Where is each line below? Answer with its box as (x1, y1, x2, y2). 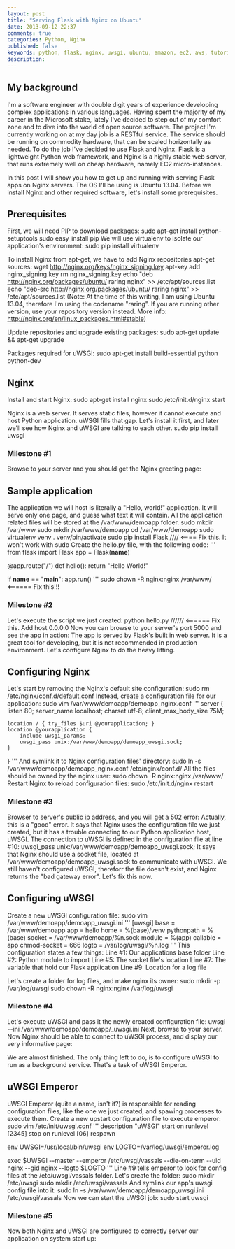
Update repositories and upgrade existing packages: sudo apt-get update (7, 328, 220, 336)
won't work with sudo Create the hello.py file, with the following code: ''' (7, 541, 216, 549)
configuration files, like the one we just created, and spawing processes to (7, 1106, 222, 1115)
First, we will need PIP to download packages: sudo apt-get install (7, 227, 197, 235)
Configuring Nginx (7, 666, 90, 678)
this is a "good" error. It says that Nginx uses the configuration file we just (7, 820, 220, 829)
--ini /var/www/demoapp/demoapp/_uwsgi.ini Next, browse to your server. (7, 1025, 223, 1033)
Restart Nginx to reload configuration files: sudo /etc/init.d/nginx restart (7, 779, 213, 787)
